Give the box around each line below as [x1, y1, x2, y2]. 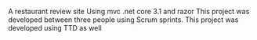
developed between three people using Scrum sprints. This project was [8, 15, 239, 24]
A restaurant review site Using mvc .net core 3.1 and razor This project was [8, 7, 250, 16]
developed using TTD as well [8, 24, 102, 32]
